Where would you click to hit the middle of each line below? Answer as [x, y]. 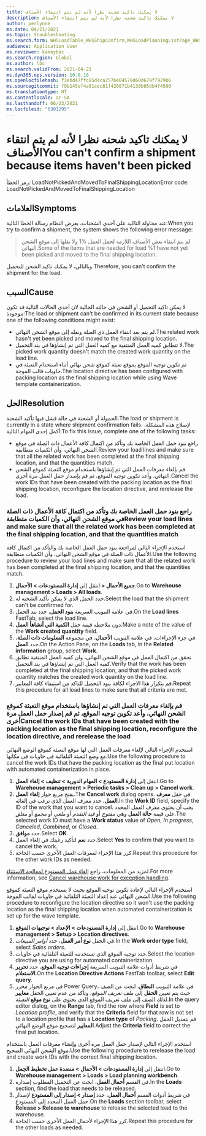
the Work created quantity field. [56, 631]
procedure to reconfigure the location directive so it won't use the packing [100, 903]
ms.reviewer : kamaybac [35, 52]
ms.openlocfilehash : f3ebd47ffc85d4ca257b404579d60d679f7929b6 [89, 80]
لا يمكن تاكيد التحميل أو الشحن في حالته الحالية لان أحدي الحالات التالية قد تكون [96, 307]
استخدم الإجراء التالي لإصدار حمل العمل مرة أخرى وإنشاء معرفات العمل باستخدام [99, 1044]
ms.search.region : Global [39, 58]
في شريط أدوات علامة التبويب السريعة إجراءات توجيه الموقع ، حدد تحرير [96, 967]
